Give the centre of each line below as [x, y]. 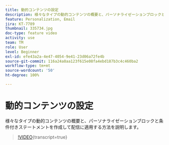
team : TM [14, 43]
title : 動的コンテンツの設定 [32, 10]
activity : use [20, 38]
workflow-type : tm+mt [28, 66]
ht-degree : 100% [22, 75]
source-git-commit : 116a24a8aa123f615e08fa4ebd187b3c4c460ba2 [72, 61]
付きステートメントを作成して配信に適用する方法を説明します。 [75, 127]
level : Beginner [22, 52]
